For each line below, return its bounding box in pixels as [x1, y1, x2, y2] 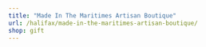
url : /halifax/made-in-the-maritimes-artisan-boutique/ [8, 19, 198, 27]
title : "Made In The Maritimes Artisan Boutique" [8, 11, 177, 20]
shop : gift [8, 26, 45, 34]
